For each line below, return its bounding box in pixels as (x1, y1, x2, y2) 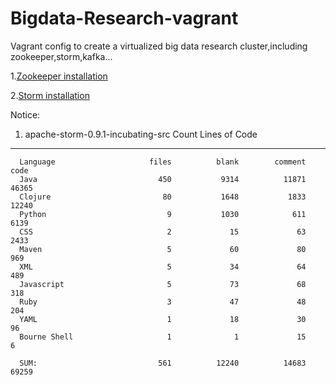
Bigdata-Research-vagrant (10, 7, 239, 30)
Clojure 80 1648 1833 (19, 192, 307, 202)
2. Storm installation (10, 89, 90, 101)
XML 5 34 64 (19, 262, 307, 272)
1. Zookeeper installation (10, 70, 108, 82)
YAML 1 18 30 (19, 314, 307, 324)
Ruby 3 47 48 (19, 297, 307, 307)
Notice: (10, 108, 41, 121)
